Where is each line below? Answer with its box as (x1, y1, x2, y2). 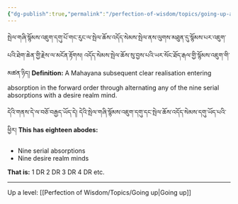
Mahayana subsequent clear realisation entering (70, 68, 212, 77)
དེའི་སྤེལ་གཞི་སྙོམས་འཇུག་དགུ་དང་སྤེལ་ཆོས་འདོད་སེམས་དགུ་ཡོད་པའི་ (79, 107, 227, 116)
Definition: (31, 68, 64, 77)
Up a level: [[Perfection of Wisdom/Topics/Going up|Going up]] (7, 188, 191, 196)
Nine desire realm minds (17, 154, 89, 162)
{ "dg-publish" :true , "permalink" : (7, 10, 106, 18)
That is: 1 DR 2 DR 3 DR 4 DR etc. (7, 168, 105, 176)
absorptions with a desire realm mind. (7, 90, 118, 100)
